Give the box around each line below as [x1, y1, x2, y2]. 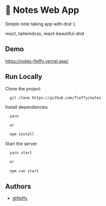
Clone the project [5, 85, 41, 91]
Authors [5, 182, 31, 191]
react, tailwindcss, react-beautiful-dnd [5, 30, 85, 36]
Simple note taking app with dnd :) [5, 21, 76, 27]
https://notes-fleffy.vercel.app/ [5, 58, 69, 64]
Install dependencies [5, 104, 48, 110]
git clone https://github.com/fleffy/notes [9, 95, 101, 100]
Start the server [5, 141, 37, 147]
